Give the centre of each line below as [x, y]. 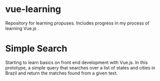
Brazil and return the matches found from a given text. [62, 73]
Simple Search [36, 49]
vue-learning [33, 9]
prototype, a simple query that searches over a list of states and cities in [80, 67]
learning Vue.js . [22, 28]
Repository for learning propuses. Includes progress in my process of [77, 23]
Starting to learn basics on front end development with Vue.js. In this [76, 62]
